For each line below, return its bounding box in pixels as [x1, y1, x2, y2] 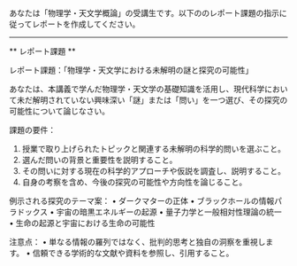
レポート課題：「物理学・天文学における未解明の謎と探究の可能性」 [9, 65, 254, 75]
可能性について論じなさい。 [9, 106, 110, 116]
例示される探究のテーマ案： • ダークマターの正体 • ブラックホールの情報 [9, 196, 275, 206]
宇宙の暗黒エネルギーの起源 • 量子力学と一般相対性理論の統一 [56, 207, 283, 217]
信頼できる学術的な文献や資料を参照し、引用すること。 [32, 247, 234, 258]
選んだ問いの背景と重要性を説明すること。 [21, 154, 178, 165]
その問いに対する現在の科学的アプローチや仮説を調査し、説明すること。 [21, 166, 286, 176]
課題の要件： [9, 125, 56, 135]
